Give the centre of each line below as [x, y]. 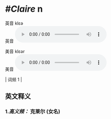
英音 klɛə [14, 23]
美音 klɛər [15, 51]
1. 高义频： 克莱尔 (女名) [33, 112]
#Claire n [24, 9]
